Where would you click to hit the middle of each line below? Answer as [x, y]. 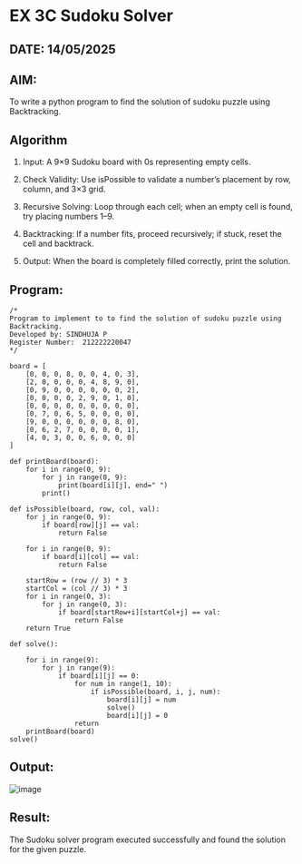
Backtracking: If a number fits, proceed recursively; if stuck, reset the [152, 234]
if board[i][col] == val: [91, 557]
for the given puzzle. [48, 849]
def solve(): [34, 644]
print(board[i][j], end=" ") [113, 486]
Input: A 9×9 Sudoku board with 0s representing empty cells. [136, 162]
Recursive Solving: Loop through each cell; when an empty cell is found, [157, 207]
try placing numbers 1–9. [68, 216]
